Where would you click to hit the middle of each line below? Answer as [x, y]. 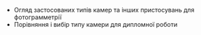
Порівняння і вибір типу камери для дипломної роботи [96, 24]
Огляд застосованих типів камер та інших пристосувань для [104, 10]
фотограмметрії [38, 17]
